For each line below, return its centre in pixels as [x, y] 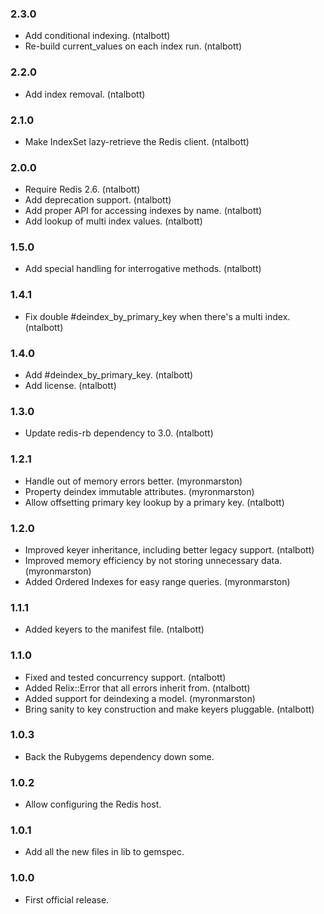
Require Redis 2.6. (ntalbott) [82, 189]
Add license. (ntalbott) [70, 386]
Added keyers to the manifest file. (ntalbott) [114, 629]
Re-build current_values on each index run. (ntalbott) [133, 46]
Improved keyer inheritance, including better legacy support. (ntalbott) [169, 549]
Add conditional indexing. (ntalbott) [97, 36]
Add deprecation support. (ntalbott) [98, 200]
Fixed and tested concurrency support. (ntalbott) [125, 677]
